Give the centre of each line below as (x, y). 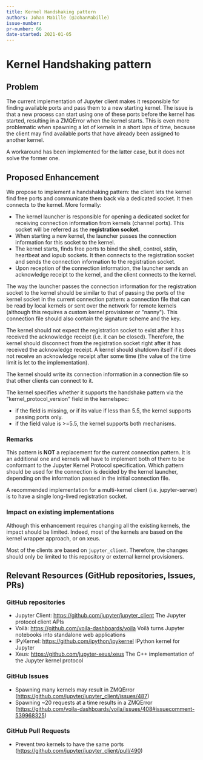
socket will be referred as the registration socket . (77, 229)
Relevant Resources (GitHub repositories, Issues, (101, 575)
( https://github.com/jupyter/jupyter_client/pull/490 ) (79, 750)
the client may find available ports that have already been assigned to (93, 133)
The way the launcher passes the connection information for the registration (101, 286)
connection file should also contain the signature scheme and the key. (94, 318)
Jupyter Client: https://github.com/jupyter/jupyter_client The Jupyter (100, 616)
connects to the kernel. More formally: (54, 204)
